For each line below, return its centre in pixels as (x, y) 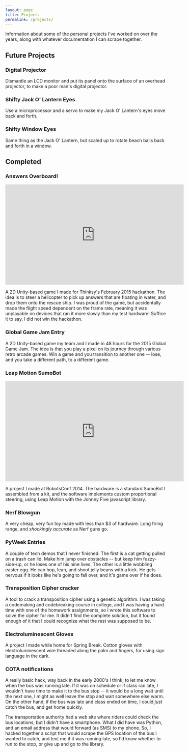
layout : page (19, 10)
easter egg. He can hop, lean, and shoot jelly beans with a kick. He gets (80, 569)
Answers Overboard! (32, 176)
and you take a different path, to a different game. (57, 359)
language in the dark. (28, 656)
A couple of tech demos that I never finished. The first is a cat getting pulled (85, 553)
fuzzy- (150, 559)
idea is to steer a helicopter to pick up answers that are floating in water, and (86, 297)
